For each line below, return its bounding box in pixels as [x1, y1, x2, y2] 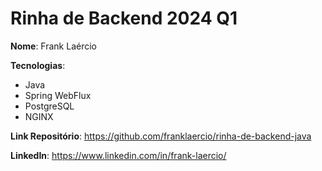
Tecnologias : [10, 59, 66, 71]
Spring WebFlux [24, 89, 92, 101]
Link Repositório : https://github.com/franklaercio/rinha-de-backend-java [10, 130, 312, 142]
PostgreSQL [24, 100, 75, 112]
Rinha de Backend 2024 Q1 [10, 7, 238, 30]
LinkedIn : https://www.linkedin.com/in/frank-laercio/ [10, 149, 227, 161]
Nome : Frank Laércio [10, 40, 97, 52]
